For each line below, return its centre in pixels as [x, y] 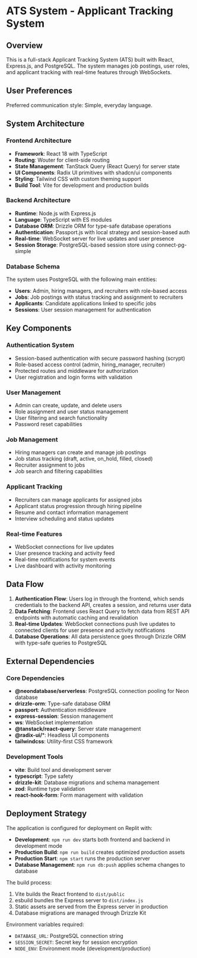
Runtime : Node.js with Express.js [55, 213]
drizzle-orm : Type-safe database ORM [63, 704]
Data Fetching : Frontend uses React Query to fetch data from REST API [102, 611]
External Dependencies [50, 661]
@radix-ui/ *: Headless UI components [62, 735]
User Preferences [39, 91]
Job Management [32, 440]
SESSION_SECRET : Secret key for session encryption [76, 942]
